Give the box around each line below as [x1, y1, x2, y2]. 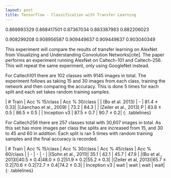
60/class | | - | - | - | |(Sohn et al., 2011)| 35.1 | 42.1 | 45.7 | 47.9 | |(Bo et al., [5, 151, 162, 157]
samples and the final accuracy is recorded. [5, 136, 98, 142]
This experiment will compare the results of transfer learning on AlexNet [5, 46, 158, 52]
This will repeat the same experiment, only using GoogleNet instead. [5, 62, 149, 69]
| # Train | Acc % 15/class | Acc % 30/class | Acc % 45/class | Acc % [5, 145, 152, 151]
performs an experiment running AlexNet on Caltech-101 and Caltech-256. [5, 57, 162, 63]
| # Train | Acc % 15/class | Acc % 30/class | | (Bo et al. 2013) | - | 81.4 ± [5, 98, 158, 105]
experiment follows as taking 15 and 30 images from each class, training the [5, 78, 166, 84]
